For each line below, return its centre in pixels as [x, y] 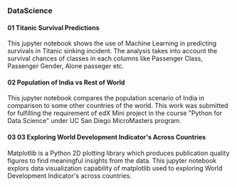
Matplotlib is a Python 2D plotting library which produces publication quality [118, 153]
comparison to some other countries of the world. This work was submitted [118, 106]
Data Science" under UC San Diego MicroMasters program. [94, 121]
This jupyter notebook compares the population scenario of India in [106, 98]
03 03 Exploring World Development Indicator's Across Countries [107, 137]
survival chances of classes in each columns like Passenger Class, [105, 58]
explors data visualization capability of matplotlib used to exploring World [115, 168]
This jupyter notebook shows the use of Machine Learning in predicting [112, 43]
